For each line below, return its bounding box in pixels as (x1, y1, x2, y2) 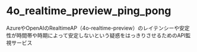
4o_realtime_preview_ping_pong (6, 4, 171, 18)
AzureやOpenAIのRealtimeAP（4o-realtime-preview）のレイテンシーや (6, 24, 180, 31)
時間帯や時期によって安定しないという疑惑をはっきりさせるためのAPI (16, 31, 186, 39)
